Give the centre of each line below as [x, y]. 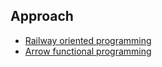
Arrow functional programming [88, 51]
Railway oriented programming [88, 40]
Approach [42, 16]
